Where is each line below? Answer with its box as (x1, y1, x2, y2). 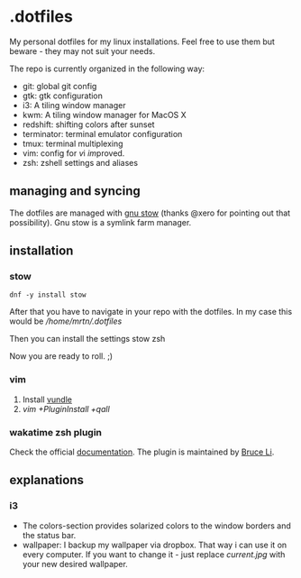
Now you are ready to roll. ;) (9, 351, 114, 362)
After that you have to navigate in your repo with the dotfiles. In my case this (9, 307, 293, 317)
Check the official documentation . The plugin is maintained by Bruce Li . (9, 446, 275, 457)
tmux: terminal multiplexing (22, 138, 123, 149)
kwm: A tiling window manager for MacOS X (22, 109, 187, 120)
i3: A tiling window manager (22, 99, 126, 110)
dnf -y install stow (9, 290, 87, 299)
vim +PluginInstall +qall (22, 403, 110, 414)
